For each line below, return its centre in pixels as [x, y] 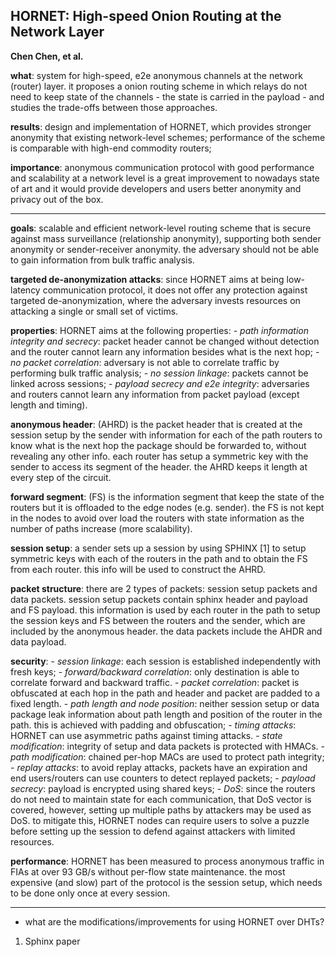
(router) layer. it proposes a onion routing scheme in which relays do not [159, 86]
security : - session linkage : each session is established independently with [165, 661]
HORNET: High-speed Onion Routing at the [146, 16]
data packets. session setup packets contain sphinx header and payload [159, 599]
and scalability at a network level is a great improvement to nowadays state [165, 178]
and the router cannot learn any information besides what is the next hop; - [165, 351]
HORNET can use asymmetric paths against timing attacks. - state [146, 735]
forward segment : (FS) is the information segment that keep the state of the [167, 496]
